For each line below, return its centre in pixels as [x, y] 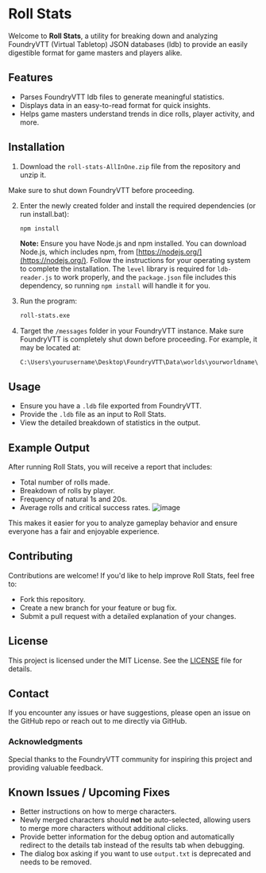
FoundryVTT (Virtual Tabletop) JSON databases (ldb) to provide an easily [128, 44]
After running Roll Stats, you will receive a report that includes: [110, 466]
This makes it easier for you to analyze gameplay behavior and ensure [123, 523]
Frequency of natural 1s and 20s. [73, 499]
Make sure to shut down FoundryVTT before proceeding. [101, 190]
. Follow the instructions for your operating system [168, 261]
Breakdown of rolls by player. [67, 490]
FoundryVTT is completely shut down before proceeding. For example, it [139, 339]
